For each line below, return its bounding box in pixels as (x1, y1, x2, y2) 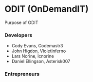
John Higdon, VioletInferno (11, 48, 66, 54)
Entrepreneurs (4, 71, 40, 78)
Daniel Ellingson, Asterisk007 (11, 59, 71, 64)
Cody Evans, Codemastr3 (11, 43, 63, 49)
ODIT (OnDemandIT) (4, 3, 89, 15)
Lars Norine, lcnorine (11, 53, 54, 59)
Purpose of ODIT (4, 20, 38, 25)
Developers (4, 32, 33, 39)
